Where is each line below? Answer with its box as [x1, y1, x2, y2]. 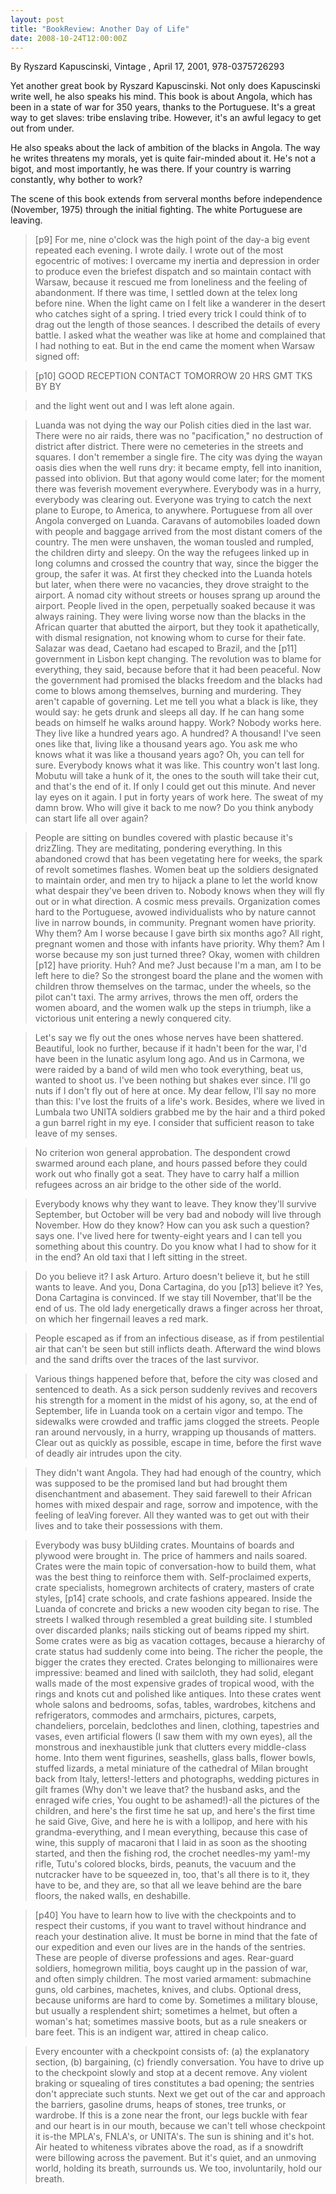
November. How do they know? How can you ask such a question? [34, 1219, 310, 1231]
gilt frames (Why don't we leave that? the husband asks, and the [34, 1784, 301, 1796]
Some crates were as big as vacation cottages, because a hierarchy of [34, 1635, 326, 1647]
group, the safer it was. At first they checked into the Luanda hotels [34, 568, 313, 580]
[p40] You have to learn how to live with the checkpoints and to [34, 1909, 297, 1921]
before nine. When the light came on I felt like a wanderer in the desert [34, 297, 326, 310]
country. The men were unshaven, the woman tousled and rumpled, [34, 536, 315, 548]
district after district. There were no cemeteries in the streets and [34, 441, 304, 453]
